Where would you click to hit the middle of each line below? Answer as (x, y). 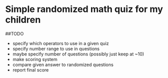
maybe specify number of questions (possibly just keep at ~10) (78, 54)
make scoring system (35, 59)
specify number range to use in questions (56, 48)
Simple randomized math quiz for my (84, 9)
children (23, 20)
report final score (31, 70)
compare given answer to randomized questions (63, 64)
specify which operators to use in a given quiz (61, 43)
